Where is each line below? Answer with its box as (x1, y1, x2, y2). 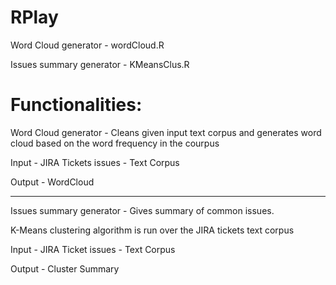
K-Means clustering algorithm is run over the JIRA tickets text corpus (10, 224, 295, 236)
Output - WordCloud (10, 176, 95, 188)
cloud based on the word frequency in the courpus (10, 137, 220, 149)
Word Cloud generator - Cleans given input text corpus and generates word (10, 126, 322, 138)
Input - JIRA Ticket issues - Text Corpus (10, 243, 176, 255)
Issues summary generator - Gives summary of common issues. (10, 204, 275, 216)
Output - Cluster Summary (10, 262, 120, 275)
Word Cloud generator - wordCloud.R (10, 39, 165, 51)
